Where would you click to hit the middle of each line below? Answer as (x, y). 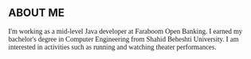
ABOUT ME (37, 13)
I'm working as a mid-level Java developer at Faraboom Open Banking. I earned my (125, 31)
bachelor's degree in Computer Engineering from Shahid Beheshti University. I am (124, 39)
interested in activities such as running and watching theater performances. (112, 47)
